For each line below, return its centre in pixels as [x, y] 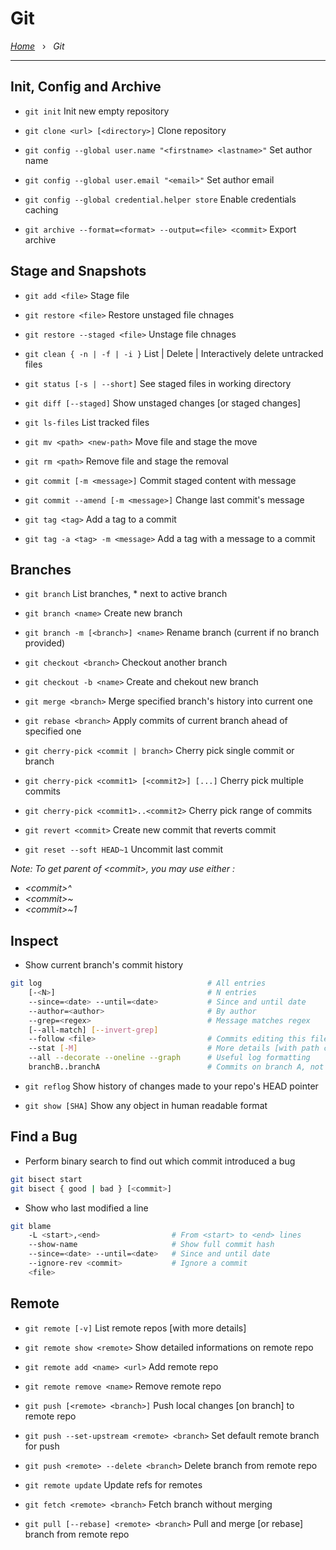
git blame [31, 1226]
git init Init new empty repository [97, 111]
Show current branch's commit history [104, 965]
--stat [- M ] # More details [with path [174, 1048]
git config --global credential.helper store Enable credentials [160, 199]
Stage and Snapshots [78, 271]
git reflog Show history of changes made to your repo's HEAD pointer [171, 1086]
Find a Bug [44, 1137]
